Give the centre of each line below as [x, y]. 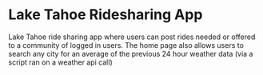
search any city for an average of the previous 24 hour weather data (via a [131, 53]
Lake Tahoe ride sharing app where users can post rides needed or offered [132, 37]
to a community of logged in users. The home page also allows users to [126, 45]
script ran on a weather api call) [61, 62]
